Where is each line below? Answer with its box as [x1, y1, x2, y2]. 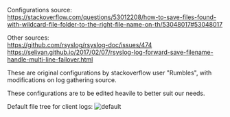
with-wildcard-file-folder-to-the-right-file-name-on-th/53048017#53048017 [7, 21, 223, 28]
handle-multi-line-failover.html [7, 55, 93, 64]
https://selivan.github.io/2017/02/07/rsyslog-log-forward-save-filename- [7, 48, 214, 56]
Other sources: [7, 34, 49, 42]
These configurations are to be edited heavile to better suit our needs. [7, 89, 205, 97]
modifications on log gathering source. [7, 76, 117, 84]
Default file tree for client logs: [7, 103, 93, 110]
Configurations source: [7, 6, 72, 14]
